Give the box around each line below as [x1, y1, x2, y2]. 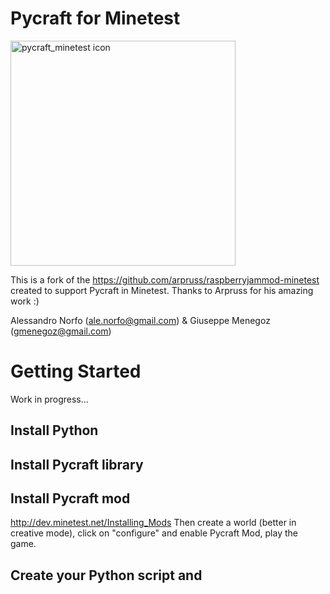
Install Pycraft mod [10, 490, 131, 507]
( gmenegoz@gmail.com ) [10, 325, 112, 337]
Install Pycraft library [10, 456, 144, 473]
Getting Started [10, 360, 142, 383]
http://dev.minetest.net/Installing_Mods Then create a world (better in [10, 517, 297, 529]
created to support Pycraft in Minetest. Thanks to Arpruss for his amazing [10, 284, 314, 296]
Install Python [10, 422, 99, 439]
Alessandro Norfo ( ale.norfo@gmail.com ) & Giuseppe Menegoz [10, 314, 271, 326]
